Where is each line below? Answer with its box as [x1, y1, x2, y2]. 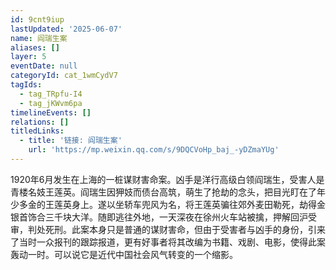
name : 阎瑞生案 [10, 33, 68, 43]
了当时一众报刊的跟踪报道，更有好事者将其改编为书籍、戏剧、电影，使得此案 [10, 236, 326, 248]
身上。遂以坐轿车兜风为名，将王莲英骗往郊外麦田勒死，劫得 [71, 198, 317, 210]
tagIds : [10, 80, 43, 90]
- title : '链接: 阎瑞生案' [19, 136, 123, 146]
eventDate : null [10, 61, 78, 71]
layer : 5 [10, 52, 47, 62]
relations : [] [10, 117, 70, 127]
